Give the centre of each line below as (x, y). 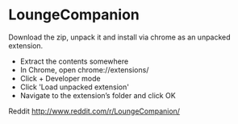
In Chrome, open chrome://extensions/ (84, 69)
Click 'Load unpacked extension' (74, 87)
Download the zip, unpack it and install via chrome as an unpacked (120, 37)
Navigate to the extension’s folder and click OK (98, 95)
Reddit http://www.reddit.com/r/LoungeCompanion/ (94, 111)
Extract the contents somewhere (74, 61)
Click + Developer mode (60, 78)
